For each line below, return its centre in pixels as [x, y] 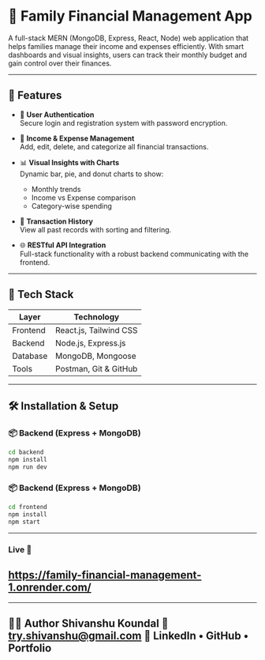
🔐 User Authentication [57, 115]
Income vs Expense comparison [84, 198]
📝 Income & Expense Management [77, 138]
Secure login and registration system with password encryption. [123, 123]
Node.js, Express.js [90, 343]
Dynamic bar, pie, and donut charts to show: [91, 174]
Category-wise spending [72, 206]
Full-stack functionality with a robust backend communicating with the [134, 254]
